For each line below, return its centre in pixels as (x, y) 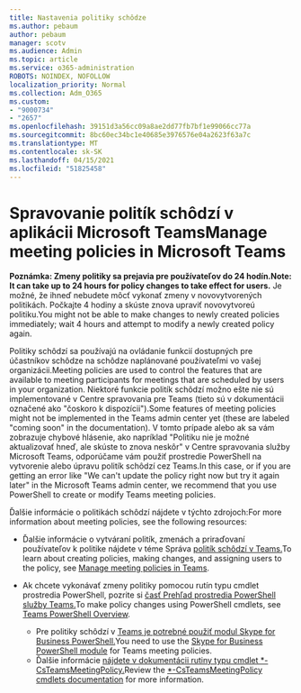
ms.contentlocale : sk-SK (56, 151)
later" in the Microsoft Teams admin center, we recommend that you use (143, 485)
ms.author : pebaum (44, 26)
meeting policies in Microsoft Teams (147, 251)
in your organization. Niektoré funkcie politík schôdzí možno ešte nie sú (142, 389)
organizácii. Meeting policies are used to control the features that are (136, 370)
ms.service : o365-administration (72, 68)
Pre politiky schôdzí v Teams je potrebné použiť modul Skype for (155, 632)
